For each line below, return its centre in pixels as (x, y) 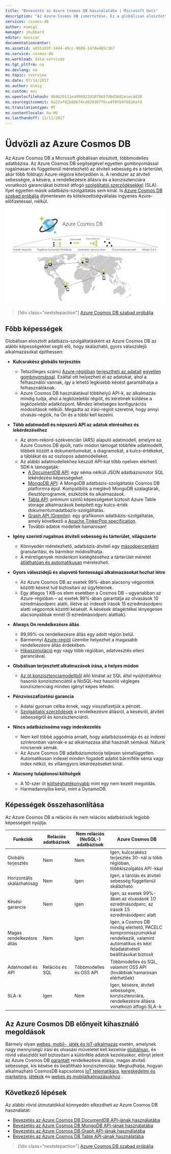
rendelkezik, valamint (132, 938)
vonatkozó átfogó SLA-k (136, 1006)
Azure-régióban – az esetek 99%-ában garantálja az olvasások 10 (89, 599)
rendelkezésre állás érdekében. (53, 645)
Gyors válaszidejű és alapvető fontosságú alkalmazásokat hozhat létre (89, 572)
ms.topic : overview (26, 75)
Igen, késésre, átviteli (132, 984)
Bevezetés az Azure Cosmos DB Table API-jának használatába (78, 1136)
